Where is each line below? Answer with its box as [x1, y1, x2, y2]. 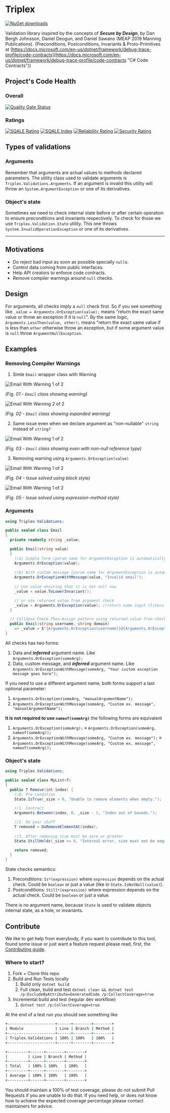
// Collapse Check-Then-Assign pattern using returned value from [10, 617, 153, 622]
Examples [5, 345, 37, 353]
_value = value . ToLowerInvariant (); [14, 589, 92, 594]
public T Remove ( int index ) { [10, 787, 73, 792]
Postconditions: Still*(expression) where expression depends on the [12, 887, 159, 893]
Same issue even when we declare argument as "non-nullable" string [12, 421, 159, 427]
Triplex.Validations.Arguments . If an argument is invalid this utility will [5, 180, 153, 186]
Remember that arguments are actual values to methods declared [5, 169, 142, 175]
